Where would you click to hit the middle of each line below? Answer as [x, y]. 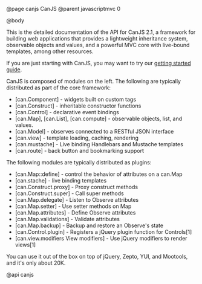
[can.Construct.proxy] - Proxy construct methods [76, 187]
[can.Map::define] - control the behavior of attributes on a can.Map [99, 174]
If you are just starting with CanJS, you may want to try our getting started [99, 63]
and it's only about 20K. [36, 263]
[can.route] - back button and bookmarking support [79, 151]
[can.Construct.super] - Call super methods [69, 193]
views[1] [25, 245]
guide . [14, 69]
